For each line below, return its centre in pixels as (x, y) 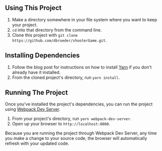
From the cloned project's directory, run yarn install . (66, 77)
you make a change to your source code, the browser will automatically (76, 138)
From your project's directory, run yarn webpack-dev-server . (72, 119)
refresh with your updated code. (37, 143)
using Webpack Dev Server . (33, 109)
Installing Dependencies (42, 55)
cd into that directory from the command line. (57, 30)
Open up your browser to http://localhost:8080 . (61, 124)
